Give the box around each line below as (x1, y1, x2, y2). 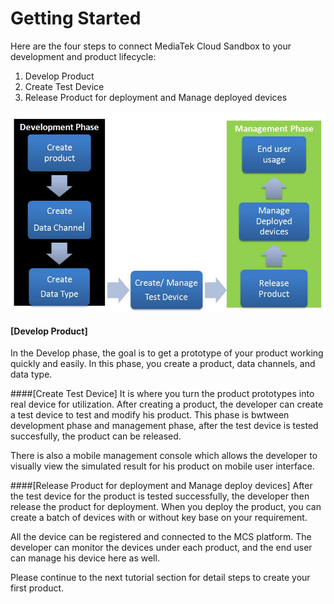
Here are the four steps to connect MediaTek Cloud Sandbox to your (10, 40, 292, 52)
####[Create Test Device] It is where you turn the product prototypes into (10, 388, 315, 400)
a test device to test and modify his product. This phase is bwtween (10, 409, 290, 421)
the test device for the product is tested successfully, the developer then (10, 490, 310, 502)
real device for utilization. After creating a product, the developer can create (10, 398, 324, 411)
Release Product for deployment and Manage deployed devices (24, 91, 288, 103)
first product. (10, 582, 65, 594)
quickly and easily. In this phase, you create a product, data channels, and (10, 358, 316, 370)
